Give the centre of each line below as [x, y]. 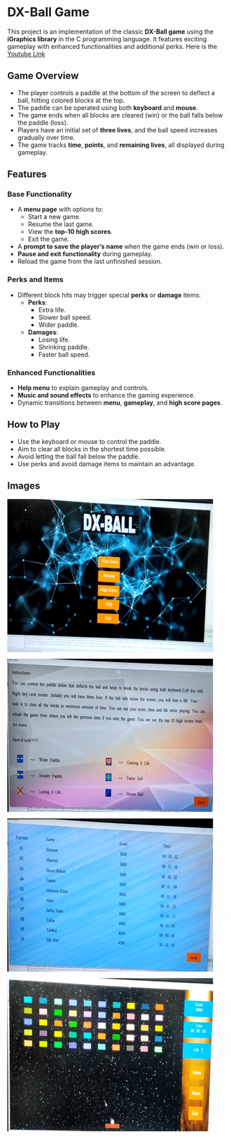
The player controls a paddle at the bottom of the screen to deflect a [116, 92]
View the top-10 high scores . [70, 232]
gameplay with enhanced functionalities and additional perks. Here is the [112, 46]
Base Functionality [40, 195]
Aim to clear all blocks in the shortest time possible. [92, 449]
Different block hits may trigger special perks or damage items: [109, 295]
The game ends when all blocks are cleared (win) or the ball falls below [120, 115]
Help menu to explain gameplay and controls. [83, 388]
